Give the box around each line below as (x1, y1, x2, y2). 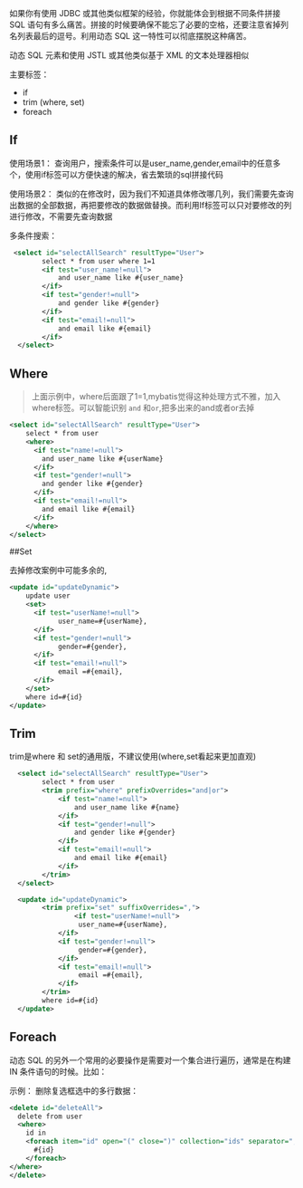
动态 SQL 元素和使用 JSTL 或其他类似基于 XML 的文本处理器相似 (9, 50, 250, 61)
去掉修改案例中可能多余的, (9, 565, 108, 576)
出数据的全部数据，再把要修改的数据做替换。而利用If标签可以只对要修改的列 (9, 199, 292, 210)
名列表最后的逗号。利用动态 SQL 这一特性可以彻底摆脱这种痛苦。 (9, 31, 251, 41)
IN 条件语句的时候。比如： (9, 1066, 108, 1077)
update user (25, 591, 71, 600)
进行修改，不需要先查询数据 (9, 211, 113, 222)
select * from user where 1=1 (42, 256, 156, 265)
